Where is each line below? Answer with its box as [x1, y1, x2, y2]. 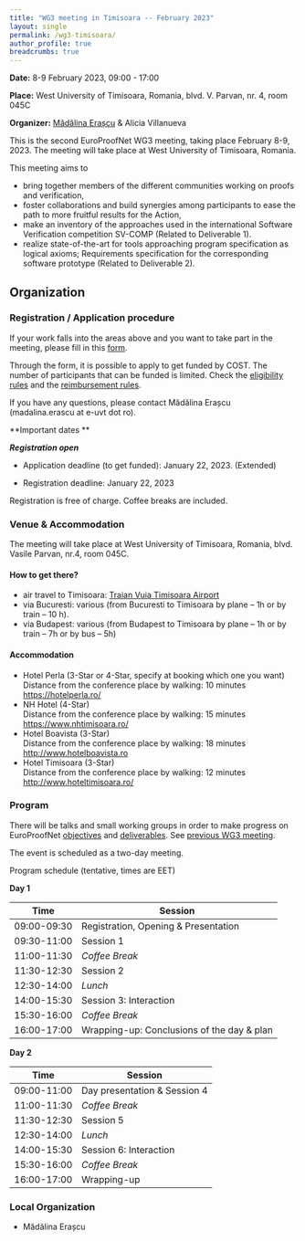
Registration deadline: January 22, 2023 [22, 477, 175, 489]
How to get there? [9, 569, 79, 580]
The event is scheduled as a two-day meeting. [9, 847, 184, 858]
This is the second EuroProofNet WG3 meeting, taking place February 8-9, [9, 135, 290, 146]
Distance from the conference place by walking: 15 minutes [22, 709, 247, 720]
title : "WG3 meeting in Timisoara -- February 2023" [9, 13, 215, 23]
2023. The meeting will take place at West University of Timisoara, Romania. [9, 145, 297, 156]
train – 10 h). [22, 609, 69, 620]
